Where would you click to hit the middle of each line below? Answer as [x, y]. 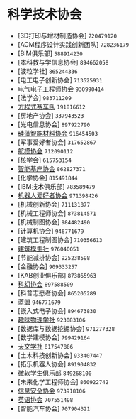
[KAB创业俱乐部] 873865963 [57, 275]
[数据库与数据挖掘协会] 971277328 [66, 328]
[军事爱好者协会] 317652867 [57, 142]
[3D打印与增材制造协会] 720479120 [67, 36]
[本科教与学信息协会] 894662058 [63, 62]
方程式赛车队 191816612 [52, 107]
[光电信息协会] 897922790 [54, 124]
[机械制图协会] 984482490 [54, 222]
